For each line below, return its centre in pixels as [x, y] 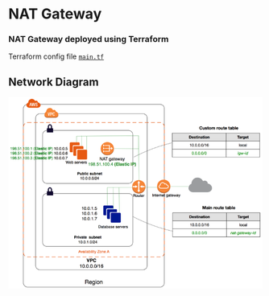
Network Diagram [54, 82]
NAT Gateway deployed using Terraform [89, 39]
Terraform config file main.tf [56, 56]
